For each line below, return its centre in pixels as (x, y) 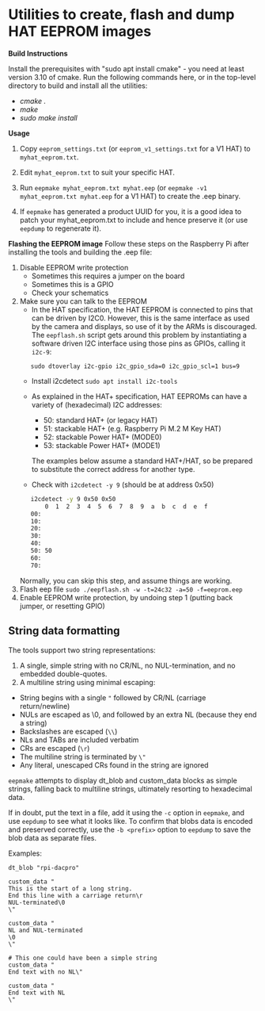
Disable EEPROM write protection (74, 267)
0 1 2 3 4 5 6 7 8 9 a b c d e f (126, 506)
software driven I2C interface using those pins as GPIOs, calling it (138, 343)
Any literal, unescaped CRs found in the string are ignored (114, 765)
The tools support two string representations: (82, 650)
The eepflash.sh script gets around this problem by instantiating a (139, 335)
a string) (33, 722)
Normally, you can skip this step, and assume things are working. (126, 580)
